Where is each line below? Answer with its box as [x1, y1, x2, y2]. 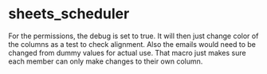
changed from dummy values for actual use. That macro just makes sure [8, 48, 246, 57]
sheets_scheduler [8, 5, 130, 23]
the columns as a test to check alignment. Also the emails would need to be [8, 39, 257, 49]
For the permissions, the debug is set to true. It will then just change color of [8, 31, 259, 41]
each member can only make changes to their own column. [8, 56, 203, 66]
